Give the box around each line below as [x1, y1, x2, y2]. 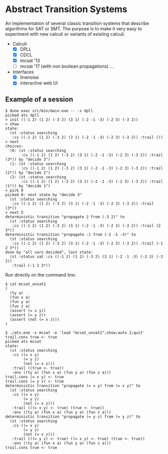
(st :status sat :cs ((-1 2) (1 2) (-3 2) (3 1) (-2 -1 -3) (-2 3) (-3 [10, 254, 163, 260]
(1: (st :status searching [10, 162, 66, 167]
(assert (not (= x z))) [10, 317, 59, 322]
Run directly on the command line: [5, 272, 76, 278]
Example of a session [5, 95, 73, 104]
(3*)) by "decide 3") [5, 157, 51, 162]
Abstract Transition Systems [5, 4, 128, 15]
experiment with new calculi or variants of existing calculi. [5, 31, 125, 37]
